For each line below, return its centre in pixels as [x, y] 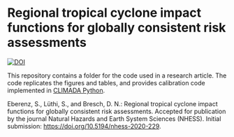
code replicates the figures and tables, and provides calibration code [106, 82]
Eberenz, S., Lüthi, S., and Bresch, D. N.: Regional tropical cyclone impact [112, 103]
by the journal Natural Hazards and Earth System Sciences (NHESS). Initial [114, 118]
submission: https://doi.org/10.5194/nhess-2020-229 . [85, 126]
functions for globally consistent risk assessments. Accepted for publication [117, 111]
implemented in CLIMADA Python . [56, 90]
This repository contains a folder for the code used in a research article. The [117, 75]
